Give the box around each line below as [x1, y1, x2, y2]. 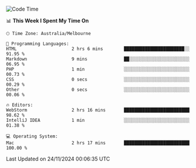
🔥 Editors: [6, 102, 33, 108]
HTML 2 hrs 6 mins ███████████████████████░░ [6, 46, 190, 52]
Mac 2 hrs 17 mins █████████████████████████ [6, 140, 190, 146]
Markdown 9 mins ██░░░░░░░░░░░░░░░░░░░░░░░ [6, 56, 190, 62]
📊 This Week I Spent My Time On [6, 17, 89, 24]
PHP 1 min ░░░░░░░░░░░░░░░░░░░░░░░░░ [6, 66, 190, 72]
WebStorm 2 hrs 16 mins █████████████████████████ [6, 107, 190, 113]
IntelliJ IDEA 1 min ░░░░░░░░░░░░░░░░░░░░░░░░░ [6, 117, 190, 123]
